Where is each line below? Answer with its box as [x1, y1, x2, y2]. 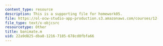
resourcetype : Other [5, 25, 47, 30]
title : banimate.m [5, 29, 42, 34]
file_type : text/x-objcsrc [5, 20, 60, 25]
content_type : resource [5, 7, 53, 12]
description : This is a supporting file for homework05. [5, 11, 123, 16]
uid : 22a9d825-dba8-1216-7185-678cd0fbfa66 [5, 34, 95, 39]
